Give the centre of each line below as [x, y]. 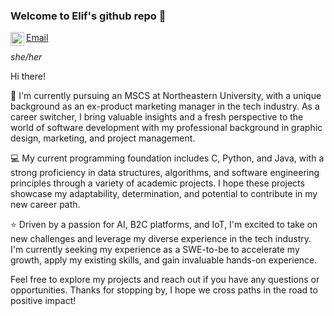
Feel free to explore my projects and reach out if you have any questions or [165, 280]
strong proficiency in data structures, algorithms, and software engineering [165, 173]
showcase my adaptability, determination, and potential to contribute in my [164, 194]
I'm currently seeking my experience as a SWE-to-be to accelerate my [155, 250]
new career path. [45, 205]
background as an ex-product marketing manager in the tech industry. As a [165, 106]
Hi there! [28, 76]
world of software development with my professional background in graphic [166, 128]
